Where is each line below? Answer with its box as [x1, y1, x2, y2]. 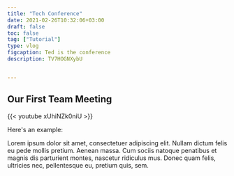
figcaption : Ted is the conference [7, 49, 111, 56]
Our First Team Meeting [7, 93, 112, 105]
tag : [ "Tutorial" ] [7, 36, 61, 43]
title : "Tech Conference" [7, 10, 82, 17]
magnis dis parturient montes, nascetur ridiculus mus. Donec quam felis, [7, 154, 217, 162]
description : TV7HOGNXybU [7, 56, 82, 63]
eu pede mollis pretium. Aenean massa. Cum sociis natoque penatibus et [7, 146, 217, 154]
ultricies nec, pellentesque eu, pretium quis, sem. [7, 161, 149, 169]
